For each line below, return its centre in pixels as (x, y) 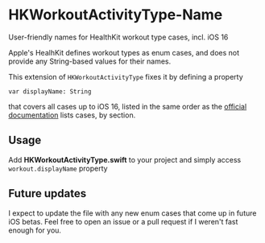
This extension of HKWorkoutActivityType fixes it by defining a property (126, 76)
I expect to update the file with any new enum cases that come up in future (132, 213)
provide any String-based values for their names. (90, 61)
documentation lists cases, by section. (72, 115)
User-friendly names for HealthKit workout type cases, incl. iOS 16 (118, 37)
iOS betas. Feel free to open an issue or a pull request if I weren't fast (123, 221)
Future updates (48, 194)
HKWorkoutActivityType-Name (116, 15)
